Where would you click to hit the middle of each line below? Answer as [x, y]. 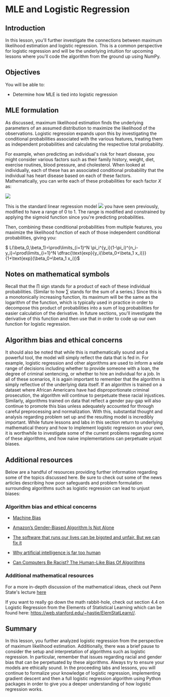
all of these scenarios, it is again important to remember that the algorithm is [85, 379]
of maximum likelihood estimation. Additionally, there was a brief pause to [82, 646]
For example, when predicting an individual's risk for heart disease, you [80, 154]
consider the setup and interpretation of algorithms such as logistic [75, 652]
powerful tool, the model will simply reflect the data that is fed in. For [77, 358]
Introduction [25, 28]
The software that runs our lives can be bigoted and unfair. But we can [86, 537]
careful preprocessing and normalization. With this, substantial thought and [84, 411]
